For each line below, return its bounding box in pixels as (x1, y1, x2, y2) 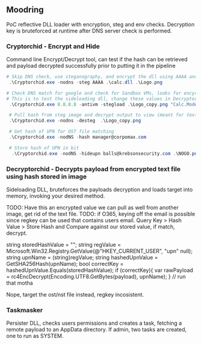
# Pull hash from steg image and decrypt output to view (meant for (8, 112, 185, 118)
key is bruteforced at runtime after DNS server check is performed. (6, 27, 173, 34)
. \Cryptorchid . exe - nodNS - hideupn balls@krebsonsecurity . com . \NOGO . (11, 150, 192, 157)
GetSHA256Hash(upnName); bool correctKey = (6, 261, 124, 268)
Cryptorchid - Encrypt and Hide (6, 42, 100, 50)
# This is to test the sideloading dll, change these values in (6, 95, 171, 101)
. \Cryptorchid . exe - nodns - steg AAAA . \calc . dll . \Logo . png (8, 79, 163, 85)
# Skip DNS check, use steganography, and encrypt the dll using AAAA (6, 74, 187, 80)
